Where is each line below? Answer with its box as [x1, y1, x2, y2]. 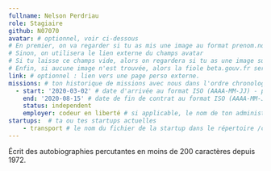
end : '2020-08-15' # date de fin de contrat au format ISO [23, 94, 226, 102]
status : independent [23, 102, 92, 110]
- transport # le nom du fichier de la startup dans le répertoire [23, 124, 254, 132]
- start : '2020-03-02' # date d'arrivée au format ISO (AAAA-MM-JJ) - [15, 86, 258, 95]
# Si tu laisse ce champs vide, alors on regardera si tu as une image [8, 57, 254, 65]
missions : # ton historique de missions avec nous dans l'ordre [8, 79, 229, 87]
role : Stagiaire [8, 19, 63, 27]
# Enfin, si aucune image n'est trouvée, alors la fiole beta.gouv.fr [8, 65, 251, 73]
